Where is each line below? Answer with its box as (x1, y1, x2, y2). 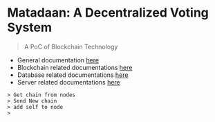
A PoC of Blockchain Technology (24, 42, 118, 51)
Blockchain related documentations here (17, 63, 133, 71)
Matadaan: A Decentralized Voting (7, 5, 209, 21)
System (7, 19, 53, 35)
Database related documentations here (17, 71, 129, 79)
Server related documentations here (17, 78, 121, 86)
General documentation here (17, 55, 99, 64)
